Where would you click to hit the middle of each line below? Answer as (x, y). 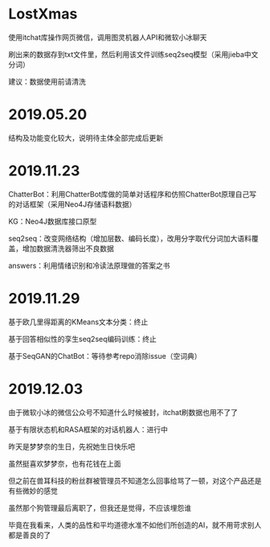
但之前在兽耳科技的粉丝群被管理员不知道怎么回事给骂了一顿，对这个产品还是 (135, 480)
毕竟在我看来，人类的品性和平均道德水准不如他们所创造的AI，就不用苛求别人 (135, 524)
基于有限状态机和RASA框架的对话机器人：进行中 (88, 429)
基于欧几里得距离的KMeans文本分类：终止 (78, 322)
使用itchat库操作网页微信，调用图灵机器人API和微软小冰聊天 (108, 37)
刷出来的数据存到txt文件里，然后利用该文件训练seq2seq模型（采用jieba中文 (133, 54)
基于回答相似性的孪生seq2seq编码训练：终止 (82, 339)
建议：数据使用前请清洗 (47, 81)
